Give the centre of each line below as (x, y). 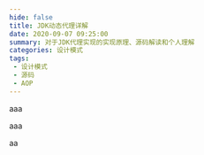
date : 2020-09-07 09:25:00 (59, 34)
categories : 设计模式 (46, 50)
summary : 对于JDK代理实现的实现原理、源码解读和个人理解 (102, 42)
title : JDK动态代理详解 (49, 26)
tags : (19, 58)
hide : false (31, 17)
